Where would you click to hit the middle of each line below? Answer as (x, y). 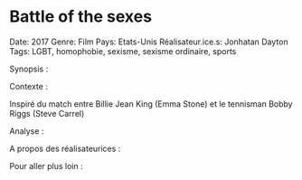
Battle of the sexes (80, 17)
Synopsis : (29, 69)
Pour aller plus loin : (46, 166)
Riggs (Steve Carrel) (47, 113)
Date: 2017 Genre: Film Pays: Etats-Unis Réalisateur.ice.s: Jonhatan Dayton (149, 42)
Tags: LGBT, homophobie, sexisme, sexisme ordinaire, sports (123, 51)
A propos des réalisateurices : (65, 148)
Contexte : (28, 86)
